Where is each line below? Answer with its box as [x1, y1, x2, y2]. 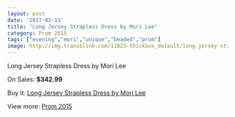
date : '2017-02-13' [7, 17, 64, 24]
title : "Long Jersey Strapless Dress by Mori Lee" [7, 23, 158, 30]
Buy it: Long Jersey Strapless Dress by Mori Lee [7, 88, 146, 97]
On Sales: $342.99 [7, 75, 63, 84]
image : [7, 42, 27, 49]
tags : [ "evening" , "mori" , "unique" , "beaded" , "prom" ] [7, 36, 161, 43]
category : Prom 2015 [7, 29, 68, 37]
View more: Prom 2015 [7, 102, 73, 110]
